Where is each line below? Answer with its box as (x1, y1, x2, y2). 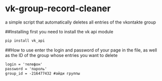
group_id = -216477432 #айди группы (5, 71, 80, 76)
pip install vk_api (5, 38, 45, 43)
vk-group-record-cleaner (5, 3, 111, 14)
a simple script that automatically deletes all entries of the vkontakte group (5, 19, 156, 25)
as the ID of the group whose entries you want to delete (5, 52, 118, 58)
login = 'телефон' (5, 62, 43, 67)
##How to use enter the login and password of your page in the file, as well (5, 47, 157, 53)
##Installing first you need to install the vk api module (5, 28, 114, 34)
